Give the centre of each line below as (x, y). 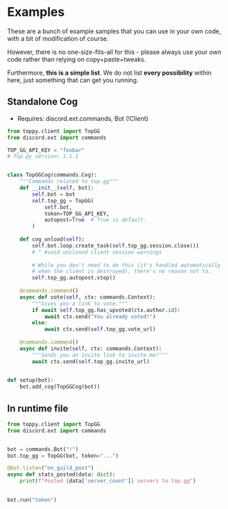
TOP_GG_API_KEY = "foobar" (46, 150)
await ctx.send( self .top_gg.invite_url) (91, 361)
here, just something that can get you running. (73, 80)
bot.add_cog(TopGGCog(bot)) (60, 387)
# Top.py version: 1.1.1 (43, 156)
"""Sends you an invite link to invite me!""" (100, 355)
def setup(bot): (30, 380)
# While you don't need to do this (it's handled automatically (126, 265)
